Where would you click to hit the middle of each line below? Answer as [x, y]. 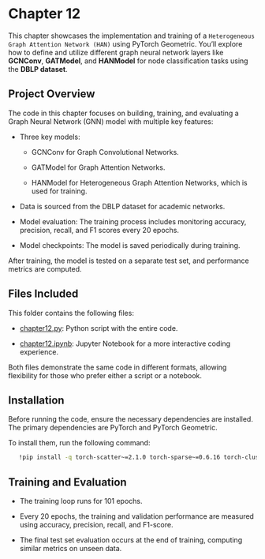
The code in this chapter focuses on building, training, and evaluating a [123, 113]
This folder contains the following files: [71, 313]
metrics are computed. [45, 268]
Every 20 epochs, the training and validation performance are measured [137, 516]
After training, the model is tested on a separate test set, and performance [129, 261]
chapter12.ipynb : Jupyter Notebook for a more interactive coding [125, 343]
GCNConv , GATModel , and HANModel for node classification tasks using [128, 61]
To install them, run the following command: [79, 443]
